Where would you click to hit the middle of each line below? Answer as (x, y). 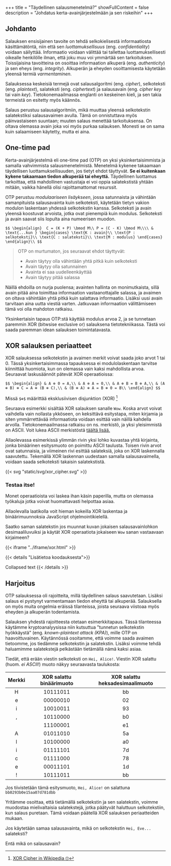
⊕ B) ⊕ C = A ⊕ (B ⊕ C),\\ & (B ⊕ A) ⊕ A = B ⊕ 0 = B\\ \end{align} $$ (83, 388)
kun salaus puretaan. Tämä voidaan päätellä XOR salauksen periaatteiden (82, 813)
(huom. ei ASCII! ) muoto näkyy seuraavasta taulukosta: (63, 665)
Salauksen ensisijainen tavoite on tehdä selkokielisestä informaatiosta (78, 41)
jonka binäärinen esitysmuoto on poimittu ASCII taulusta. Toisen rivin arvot (83, 446)
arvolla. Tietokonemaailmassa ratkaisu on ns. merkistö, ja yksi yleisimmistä (83, 425)
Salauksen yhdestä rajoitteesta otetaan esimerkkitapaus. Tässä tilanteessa (83, 622)
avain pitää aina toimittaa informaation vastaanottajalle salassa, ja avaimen (83, 292)
